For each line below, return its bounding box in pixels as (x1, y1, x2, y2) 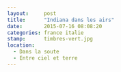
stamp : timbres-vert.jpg (7, 36, 94, 43)
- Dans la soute (13, 49, 59, 56)
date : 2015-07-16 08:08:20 (7, 23, 103, 29)
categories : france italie (7, 29, 84, 36)
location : (7, 42, 36, 49)
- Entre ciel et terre (13, 55, 78, 62)
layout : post (7, 10, 57, 17)
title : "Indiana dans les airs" (7, 16, 115, 23)
